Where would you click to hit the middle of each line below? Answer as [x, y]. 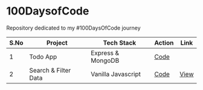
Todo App [43, 57]
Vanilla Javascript [115, 74]
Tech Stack [120, 42]
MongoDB [105, 60]
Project [57, 42]
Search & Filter [50, 70]
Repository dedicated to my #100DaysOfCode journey [73, 28]
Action [164, 42]
